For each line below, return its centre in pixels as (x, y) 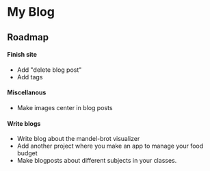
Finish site (22, 55)
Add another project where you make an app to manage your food (110, 146)
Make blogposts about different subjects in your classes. (97, 161)
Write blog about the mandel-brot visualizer (78, 139)
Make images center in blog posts (65, 107)
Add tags (30, 77)
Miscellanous (27, 92)
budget (27, 153)
